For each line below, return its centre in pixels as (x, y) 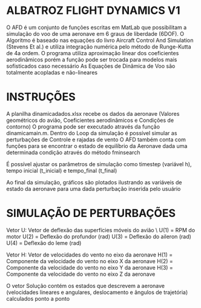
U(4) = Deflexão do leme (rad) (44, 243)
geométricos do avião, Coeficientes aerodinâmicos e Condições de (90, 120)
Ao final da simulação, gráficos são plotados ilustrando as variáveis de (94, 182)
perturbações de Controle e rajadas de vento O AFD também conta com (96, 139)
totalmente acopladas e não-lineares (52, 72)
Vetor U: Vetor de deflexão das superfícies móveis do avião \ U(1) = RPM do (101, 230)
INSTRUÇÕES (41, 97)
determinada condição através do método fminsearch (73, 152)
